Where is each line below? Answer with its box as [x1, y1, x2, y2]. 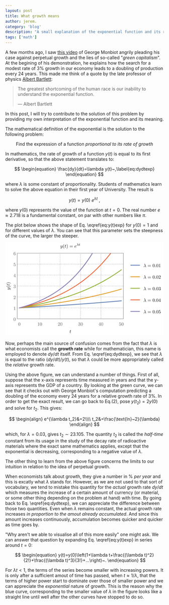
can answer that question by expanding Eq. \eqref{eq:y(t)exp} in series [5, 536, 152, 542]
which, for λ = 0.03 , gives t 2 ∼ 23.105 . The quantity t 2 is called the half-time [5, 431, 163, 438]
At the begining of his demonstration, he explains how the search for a [5, 60, 151, 66]
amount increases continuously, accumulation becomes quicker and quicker [5, 516, 163, 522]
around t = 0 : [5, 542, 33, 548]
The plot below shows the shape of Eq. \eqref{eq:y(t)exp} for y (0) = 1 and [5, 222, 158, 228]
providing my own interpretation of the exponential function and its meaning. [5, 116, 164, 122]
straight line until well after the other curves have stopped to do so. [5, 593, 144, 600]
